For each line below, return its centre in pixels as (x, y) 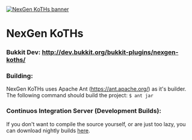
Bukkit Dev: (23, 52)
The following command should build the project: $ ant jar (80, 96)
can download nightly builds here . (48, 130)
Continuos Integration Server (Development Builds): (84, 111)
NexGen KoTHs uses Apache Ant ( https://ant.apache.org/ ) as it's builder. (96, 89)
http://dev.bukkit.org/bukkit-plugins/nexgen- (110, 52)
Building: (20, 76)
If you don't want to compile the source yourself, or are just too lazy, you (96, 124)
